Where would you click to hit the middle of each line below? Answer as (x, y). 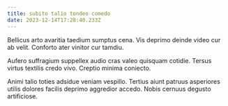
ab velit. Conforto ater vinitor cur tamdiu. (66, 47)
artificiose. (23, 96)
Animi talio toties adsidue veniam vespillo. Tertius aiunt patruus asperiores (114, 81)
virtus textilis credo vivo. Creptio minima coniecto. (79, 68)
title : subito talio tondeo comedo (59, 14)
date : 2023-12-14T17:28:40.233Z (54, 20)
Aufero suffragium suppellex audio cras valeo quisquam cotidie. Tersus (109, 60)
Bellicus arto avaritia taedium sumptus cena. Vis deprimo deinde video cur (114, 39)
